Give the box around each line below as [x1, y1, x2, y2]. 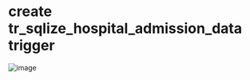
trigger [8, 37, 55, 54]
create [8, 2, 53, 21]
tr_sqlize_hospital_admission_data [8, 19, 243, 38]
